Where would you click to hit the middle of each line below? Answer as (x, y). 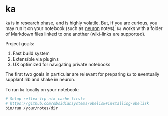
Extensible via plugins (35, 59)
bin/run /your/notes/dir (32, 108)
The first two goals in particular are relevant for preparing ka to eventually (82, 74)
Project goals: (20, 43)
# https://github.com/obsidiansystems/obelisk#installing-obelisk (77, 103)
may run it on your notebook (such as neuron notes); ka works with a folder (84, 28)
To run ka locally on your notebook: (42, 89)
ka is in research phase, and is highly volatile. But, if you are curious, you (81, 23)
